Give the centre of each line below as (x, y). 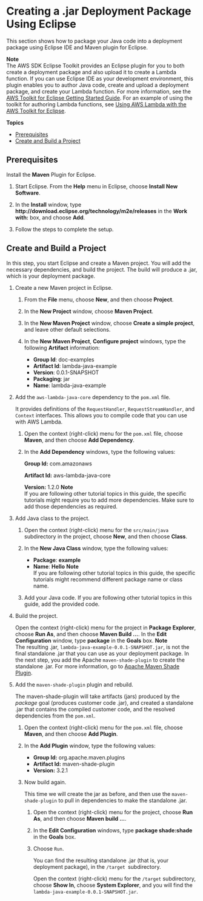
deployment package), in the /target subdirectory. (97, 866)
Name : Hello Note (56, 566)
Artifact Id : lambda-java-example (75, 366)
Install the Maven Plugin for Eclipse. (51, 174)
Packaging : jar (52, 379)
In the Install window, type (48, 204)
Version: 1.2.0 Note (49, 487)
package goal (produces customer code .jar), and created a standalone (104, 702)
